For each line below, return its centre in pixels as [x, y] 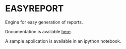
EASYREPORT [34, 9]
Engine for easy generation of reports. [44, 22]
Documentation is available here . [38, 31]
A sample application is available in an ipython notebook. [63, 41]
